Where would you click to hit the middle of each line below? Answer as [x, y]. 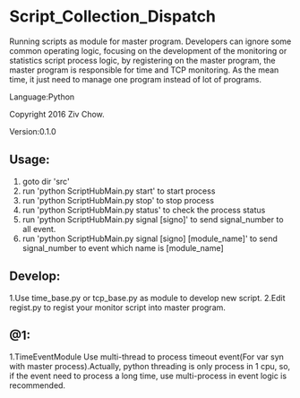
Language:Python [42, 97]
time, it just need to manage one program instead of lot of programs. [136, 79]
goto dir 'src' [46, 181]
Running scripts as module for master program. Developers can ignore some [150, 41]
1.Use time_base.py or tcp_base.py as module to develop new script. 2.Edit [147, 298]
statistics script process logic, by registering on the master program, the [142, 60]
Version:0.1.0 [33, 131]
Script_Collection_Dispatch [113, 17]
